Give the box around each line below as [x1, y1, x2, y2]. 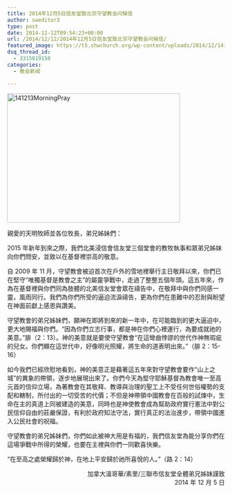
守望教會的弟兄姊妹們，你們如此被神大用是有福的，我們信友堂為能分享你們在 [7, 432, 225, 440]
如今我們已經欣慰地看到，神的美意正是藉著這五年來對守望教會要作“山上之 [7, 365, 216, 373]
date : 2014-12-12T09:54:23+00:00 [7, 29, 104, 37]
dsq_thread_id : [7, 49, 51, 56]
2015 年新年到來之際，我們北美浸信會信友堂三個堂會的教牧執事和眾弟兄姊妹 [7, 243, 222, 252]
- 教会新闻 [13, 68, 41, 74]
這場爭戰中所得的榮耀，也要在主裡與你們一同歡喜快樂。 [7, 440, 164, 448]
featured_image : [7, 42, 54, 49]
